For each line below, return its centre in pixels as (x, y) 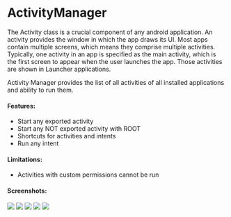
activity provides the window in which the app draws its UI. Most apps (107, 39)
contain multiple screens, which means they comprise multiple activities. (111, 47)
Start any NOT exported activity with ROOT (79, 129)
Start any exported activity (55, 121)
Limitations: (25, 159)
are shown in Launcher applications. (59, 69)
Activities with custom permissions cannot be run (88, 175)
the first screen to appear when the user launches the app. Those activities (115, 61)
